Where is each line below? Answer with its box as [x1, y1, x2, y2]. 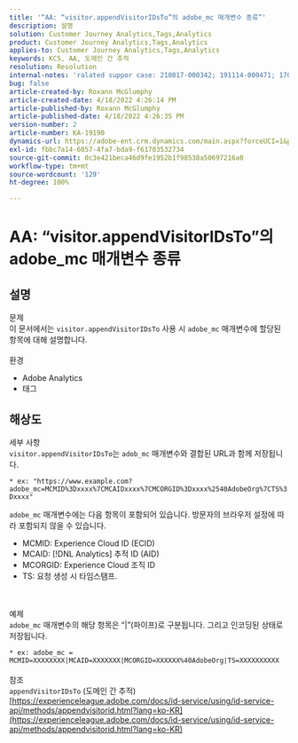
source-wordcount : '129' [9, 170, 101, 178]
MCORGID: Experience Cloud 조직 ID [21, 559, 156, 570]
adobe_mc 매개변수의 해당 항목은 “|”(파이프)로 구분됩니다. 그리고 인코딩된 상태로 [9, 619, 284, 630]
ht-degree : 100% [9, 178, 69, 187]
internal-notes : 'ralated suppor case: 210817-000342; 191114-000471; [9, 71, 276, 80]
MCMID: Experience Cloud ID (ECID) [21, 538, 155, 549]
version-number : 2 [9, 121, 77, 130]
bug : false [9, 79, 50, 88]
